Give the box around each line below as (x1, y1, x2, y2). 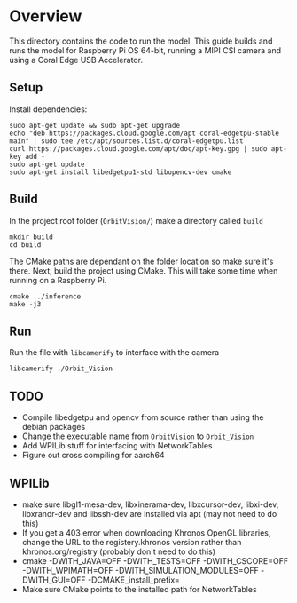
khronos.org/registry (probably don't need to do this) (21, 546, 215, 557)
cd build (9, 240, 42, 250)
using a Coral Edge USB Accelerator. (9, 54, 144, 65)
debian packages (21, 422, 86, 432)
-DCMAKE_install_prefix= (87, 575, 180, 585)
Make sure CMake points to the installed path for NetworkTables (21, 584, 257, 594)
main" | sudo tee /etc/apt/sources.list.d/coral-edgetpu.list (9, 136, 244, 146)
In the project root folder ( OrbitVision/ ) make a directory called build (9, 215, 263, 226)
